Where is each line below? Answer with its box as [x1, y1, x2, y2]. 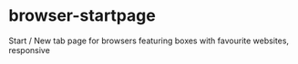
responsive [8, 44, 51, 55]
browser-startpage [8, 5, 156, 26]
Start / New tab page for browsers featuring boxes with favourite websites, [8, 35, 289, 46]
